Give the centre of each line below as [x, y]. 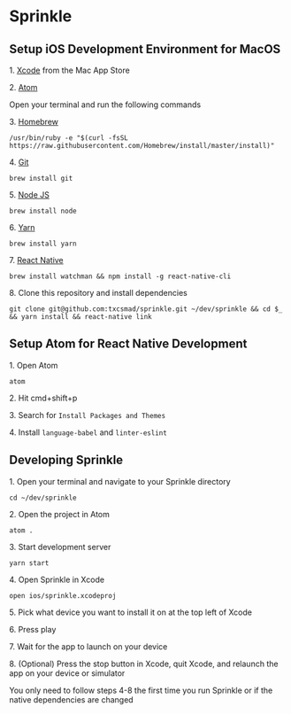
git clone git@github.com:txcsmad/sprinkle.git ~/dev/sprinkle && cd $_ [146, 309]
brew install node [43, 211]
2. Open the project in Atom [60, 514]
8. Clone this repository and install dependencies [98, 293]
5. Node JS [30, 195]
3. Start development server [60, 547]
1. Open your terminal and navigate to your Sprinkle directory [120, 481]
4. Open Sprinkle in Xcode [57, 579]
